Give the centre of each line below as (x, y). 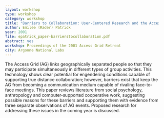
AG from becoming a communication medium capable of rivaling (70, 84)
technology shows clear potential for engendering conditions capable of (78, 74)
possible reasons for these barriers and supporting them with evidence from (82, 100)
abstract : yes (20, 41)
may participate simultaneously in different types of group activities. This (79, 69)
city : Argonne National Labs (35, 50)
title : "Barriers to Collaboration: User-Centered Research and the (76, 23)
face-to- (144, 84)
